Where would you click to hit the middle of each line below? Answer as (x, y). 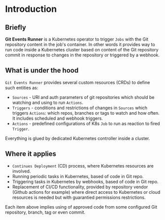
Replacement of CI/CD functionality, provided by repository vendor (80, 187)
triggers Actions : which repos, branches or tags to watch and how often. (86, 113)
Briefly (16, 27)
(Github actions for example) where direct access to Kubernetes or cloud (86, 192)
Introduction (31, 9)
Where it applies (31, 154)
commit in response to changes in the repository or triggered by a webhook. (82, 55)
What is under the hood (42, 70)
